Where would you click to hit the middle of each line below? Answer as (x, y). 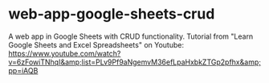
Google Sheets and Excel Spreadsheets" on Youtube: (96, 44)
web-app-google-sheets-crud (112, 14)
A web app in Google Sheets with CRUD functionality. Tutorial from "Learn (131, 36)
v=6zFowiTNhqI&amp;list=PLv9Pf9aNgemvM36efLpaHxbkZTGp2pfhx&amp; (134, 62)
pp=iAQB (23, 70)
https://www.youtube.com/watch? (65, 53)
